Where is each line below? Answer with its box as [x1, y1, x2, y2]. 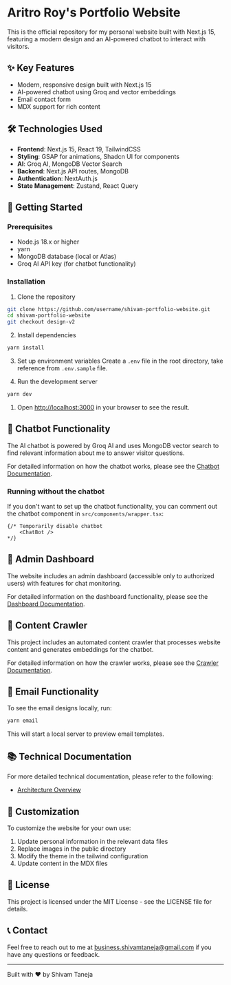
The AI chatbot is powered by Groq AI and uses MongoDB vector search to [7, 441, 219, 449]
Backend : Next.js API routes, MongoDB [16, 167, 129, 175]
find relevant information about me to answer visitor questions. [7, 449, 185, 457]
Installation [7, 277, 46, 286]
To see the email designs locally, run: [7, 704, 112, 712]
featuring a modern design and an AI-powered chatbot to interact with [7, 34, 206, 43]
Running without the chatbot [7, 487, 105, 496]
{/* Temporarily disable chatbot [7, 523, 103, 530]
